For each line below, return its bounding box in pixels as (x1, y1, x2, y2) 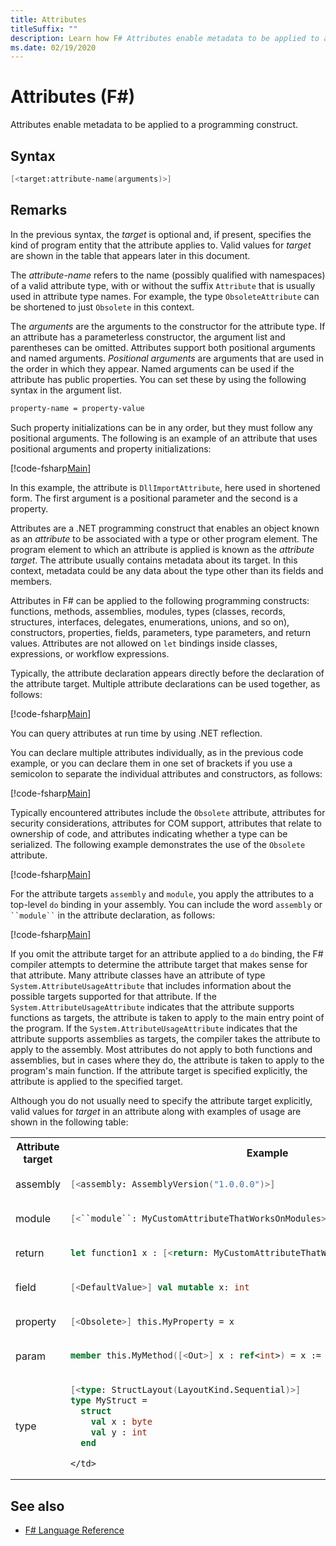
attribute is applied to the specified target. (10, 1075, 183, 1087)
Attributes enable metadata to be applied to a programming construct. (10, 119, 299, 131)
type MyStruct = (69, 1395, 148, 1406)
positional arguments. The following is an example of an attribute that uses (10, 432, 318, 444)
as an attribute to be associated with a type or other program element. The (10, 532, 318, 545)
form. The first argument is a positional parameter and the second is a (10, 492, 298, 504)
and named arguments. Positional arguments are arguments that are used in (10, 352, 324, 364)
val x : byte (90, 1416, 153, 1428)
